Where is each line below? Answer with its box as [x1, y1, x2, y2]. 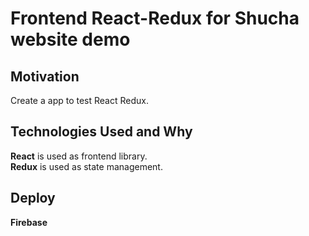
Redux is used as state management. [10, 160, 163, 172]
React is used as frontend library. [10, 150, 148, 162]
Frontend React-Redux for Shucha [10, 7, 300, 30]
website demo [10, 28, 131, 51]
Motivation [10, 68, 80, 85]
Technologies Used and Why [10, 123, 193, 141]
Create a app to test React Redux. [10, 95, 149, 106]
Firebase [10, 216, 48, 228]
